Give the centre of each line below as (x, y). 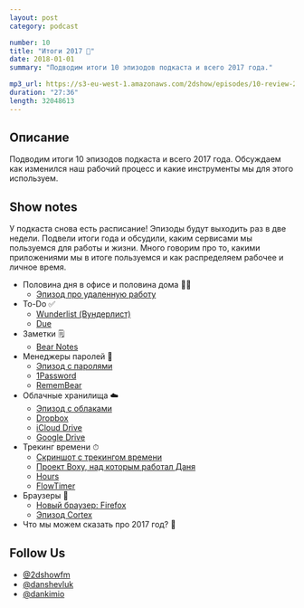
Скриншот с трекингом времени (99, 457)
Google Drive (61, 437)
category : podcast (44, 26)
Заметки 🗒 (43, 334)
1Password (56, 375)
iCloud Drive (59, 428)
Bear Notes (57, 347)
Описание (39, 138)
